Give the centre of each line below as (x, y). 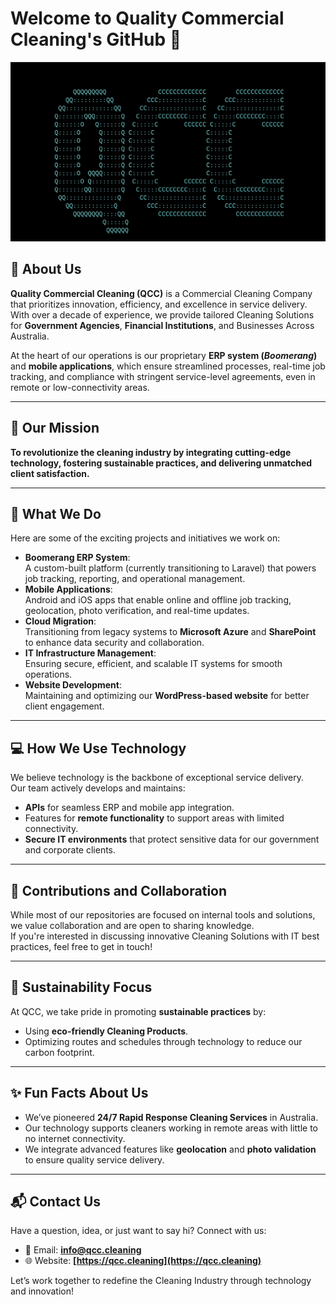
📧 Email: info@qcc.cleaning (83, 1250)
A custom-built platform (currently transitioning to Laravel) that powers (170, 568)
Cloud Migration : (60, 621)
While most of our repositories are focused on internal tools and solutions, (163, 914)
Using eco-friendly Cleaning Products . (106, 1031)
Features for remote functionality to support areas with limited (154, 818)
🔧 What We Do (56, 513)
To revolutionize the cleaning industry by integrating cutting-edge (151, 452)
